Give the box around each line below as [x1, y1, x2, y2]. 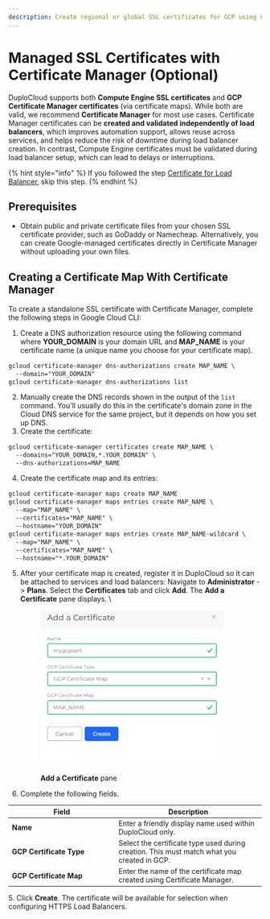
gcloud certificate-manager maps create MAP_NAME [8, 490, 178, 499]
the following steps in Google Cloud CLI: [8, 313, 142, 322]
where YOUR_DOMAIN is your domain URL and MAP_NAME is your [19, 337, 245, 346]
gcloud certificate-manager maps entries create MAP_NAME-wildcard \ [8, 530, 247, 539]
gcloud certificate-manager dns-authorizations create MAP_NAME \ [8, 362, 235, 370]
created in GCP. [118, 855, 171, 865]
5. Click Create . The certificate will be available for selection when [8, 892, 228, 902]
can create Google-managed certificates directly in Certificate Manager [19, 238, 258, 248]
